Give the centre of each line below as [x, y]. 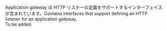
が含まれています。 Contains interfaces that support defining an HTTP [77, 14]
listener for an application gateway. [41, 19]
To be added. [19, 24]
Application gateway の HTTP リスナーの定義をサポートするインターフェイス [84, 7]
